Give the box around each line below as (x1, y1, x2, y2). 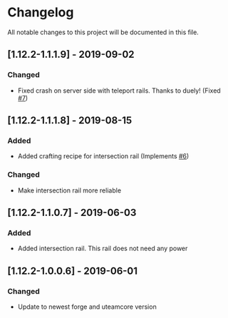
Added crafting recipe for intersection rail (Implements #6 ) (17, 152, 190, 160)
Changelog (7, 4, 74, 21)
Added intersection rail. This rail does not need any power (17, 244, 188, 253)
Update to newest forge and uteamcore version (17, 302, 157, 311)
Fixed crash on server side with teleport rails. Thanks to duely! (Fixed (17, 86, 221, 95)
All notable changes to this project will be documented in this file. (7, 28, 199, 36)
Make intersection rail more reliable (17, 186, 122, 195)
